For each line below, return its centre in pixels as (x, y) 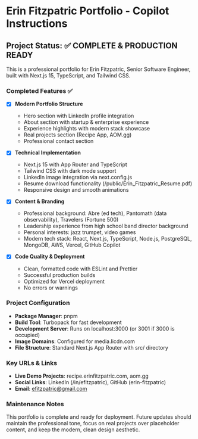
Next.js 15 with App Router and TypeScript (76, 164)
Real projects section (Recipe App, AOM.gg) (78, 135)
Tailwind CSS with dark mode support (70, 171)
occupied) (27, 335)
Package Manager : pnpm (46, 316)
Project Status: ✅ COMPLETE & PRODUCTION (92, 46)
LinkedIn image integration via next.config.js (78, 178)
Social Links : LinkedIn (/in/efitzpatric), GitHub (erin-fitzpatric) (90, 382)
